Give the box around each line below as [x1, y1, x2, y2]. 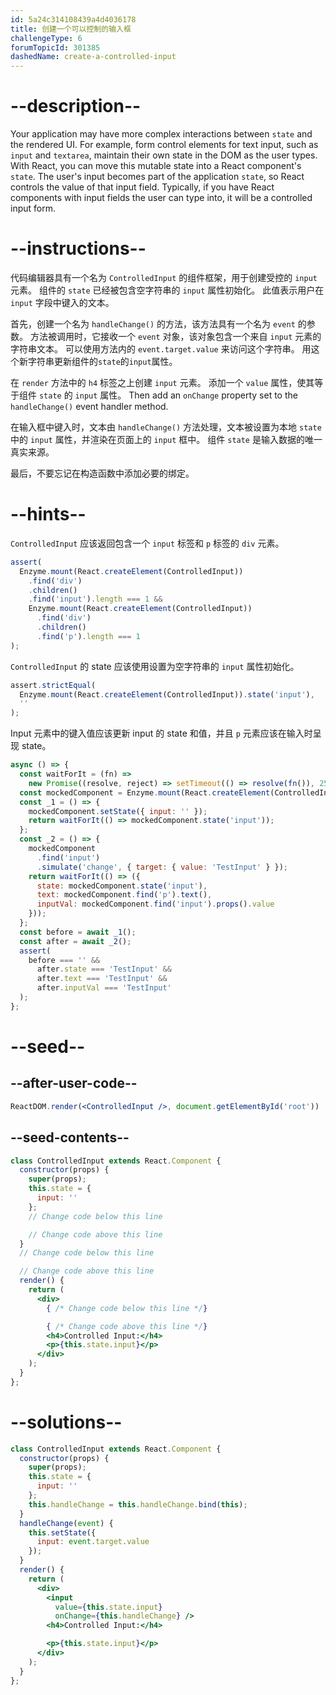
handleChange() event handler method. [10, 401, 169, 412]
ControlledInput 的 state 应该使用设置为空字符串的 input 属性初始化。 [10, 660, 300, 672]
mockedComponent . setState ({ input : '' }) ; [28, 806, 208, 816]
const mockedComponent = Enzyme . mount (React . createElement [19, 787, 271, 798]
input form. [10, 202, 56, 215]
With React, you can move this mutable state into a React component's [10, 160, 302, 172]
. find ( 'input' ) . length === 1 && [28, 594, 163, 605]
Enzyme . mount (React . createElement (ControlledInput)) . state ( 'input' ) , [19, 689, 315, 700]
